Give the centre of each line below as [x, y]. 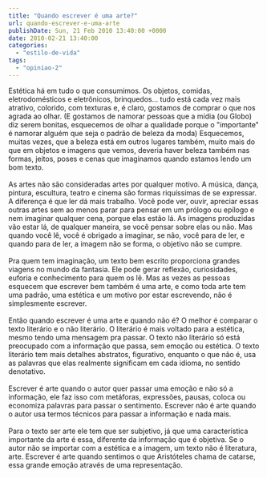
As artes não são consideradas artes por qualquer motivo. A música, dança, [133, 184]
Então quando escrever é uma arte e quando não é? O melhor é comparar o [133, 320]
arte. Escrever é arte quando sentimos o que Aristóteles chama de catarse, [132, 456]
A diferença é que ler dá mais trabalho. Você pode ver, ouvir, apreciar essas [133, 201]
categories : [28, 46]
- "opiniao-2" [39, 68]
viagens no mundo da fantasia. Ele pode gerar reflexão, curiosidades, [123, 269]
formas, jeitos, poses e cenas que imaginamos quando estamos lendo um [130, 159]
